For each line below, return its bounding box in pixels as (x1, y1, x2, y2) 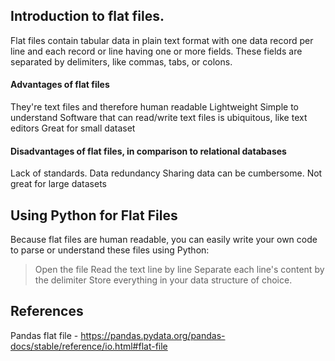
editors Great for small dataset (10, 122, 136, 134)
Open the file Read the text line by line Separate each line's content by (34, 264, 325, 276)
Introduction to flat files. (10, 8, 165, 25)
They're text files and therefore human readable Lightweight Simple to (10, 101, 299, 113)
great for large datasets (10, 178, 107, 190)
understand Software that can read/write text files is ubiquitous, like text (10, 112, 308, 124)
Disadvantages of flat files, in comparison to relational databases (10, 145, 287, 157)
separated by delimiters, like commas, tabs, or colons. (10, 55, 233, 68)
